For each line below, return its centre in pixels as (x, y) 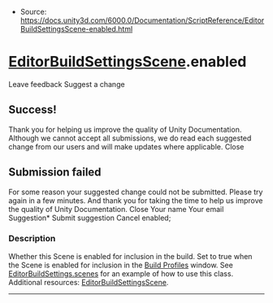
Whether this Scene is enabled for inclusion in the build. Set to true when (130, 256)
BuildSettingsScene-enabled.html (76, 29)
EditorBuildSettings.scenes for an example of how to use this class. (121, 273)
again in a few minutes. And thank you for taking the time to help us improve (136, 200)
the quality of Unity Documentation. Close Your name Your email (116, 209)
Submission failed (55, 173)
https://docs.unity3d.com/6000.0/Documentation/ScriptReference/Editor (142, 20)
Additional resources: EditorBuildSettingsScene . (89, 282)
